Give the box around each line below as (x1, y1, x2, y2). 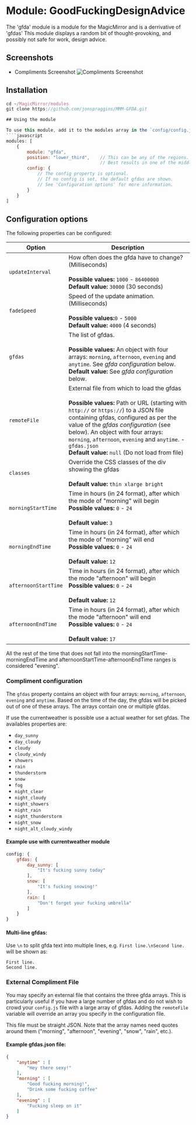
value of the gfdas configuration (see (68, 421, 171, 429)
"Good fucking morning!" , (27, 1081, 90, 1087)
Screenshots (6, 53, 54, 63)
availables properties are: (6, 720, 67, 727)
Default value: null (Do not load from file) (68, 448, 184, 457)
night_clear (14, 788, 44, 795)
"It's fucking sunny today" (37, 867, 106, 874)
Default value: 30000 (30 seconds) (68, 282, 163, 291)
